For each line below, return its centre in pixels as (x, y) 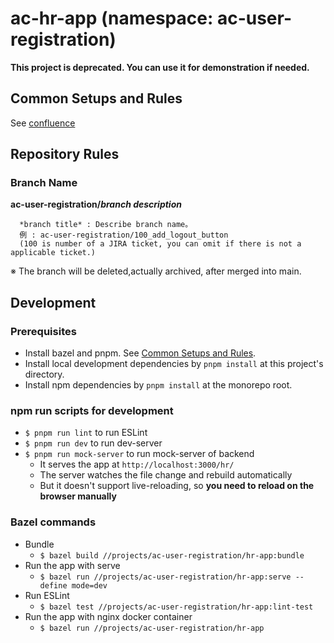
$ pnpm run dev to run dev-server (93, 443)
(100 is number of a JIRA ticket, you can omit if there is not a (160, 244)
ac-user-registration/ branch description (96, 204)
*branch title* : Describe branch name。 (106, 225)
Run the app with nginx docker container (108, 616)
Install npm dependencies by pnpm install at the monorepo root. (158, 385)
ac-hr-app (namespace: (112, 18)
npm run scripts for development (92, 411)
